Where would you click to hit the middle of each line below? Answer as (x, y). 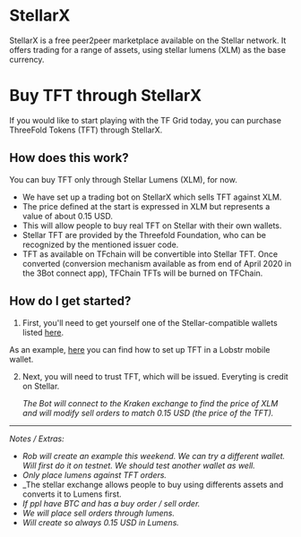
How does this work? (69, 158)
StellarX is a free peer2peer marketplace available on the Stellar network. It (148, 40)
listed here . (43, 332)
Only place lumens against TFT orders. (95, 474)
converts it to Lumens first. (72, 494)
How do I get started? (70, 301)
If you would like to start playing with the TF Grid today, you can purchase (146, 120)
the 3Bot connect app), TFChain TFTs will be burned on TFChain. (142, 273)
